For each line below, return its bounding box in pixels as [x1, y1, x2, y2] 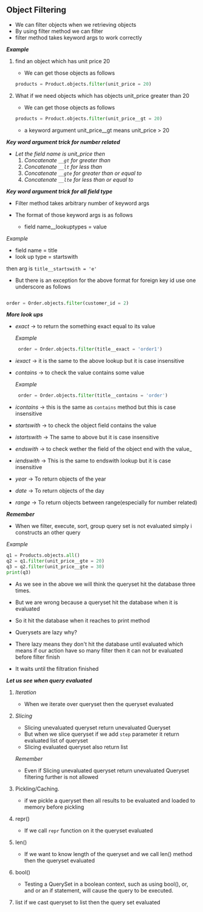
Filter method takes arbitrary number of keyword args [15, 199, 150, 207]
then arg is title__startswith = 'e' [6, 264, 97, 272]
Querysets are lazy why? [15, 628, 77, 636]
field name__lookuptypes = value [24, 223, 108, 230]
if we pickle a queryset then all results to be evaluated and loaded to [24, 797, 196, 804]
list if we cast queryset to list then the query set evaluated [15, 899, 160, 906]
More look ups [6, 311, 44, 318]
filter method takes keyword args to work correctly [15, 33, 142, 41]
